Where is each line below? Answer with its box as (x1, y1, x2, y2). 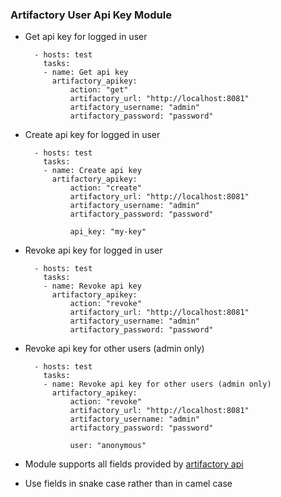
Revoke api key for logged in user (24, 244, 163, 257)
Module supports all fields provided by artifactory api (24, 458, 244, 470)
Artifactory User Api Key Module (10, 8, 172, 22)
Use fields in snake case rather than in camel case (24, 478, 233, 490)
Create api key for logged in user (24, 129, 161, 141)
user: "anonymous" (69, 441, 147, 451)
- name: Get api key (43, 68, 129, 78)
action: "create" (69, 183, 142, 193)
